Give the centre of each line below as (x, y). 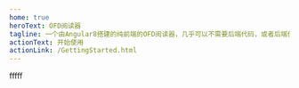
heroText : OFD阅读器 (45, 26)
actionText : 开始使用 (47, 42)
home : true (29, 17)
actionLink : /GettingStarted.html (73, 51)
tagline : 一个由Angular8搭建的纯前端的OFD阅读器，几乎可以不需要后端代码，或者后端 (148, 34)
